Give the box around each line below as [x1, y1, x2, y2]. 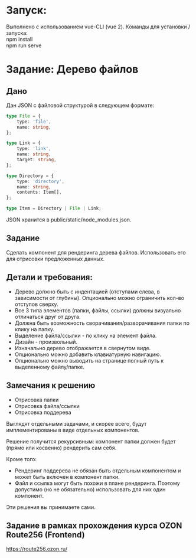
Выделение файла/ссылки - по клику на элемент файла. [14, 332, 157, 339]
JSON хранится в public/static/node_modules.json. [6, 216, 132, 223]
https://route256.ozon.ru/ [6, 546, 68, 553]
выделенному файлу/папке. [14, 363, 84, 370]
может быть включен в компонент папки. [14, 473, 120, 480]
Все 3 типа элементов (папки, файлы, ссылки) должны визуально [14, 306, 181, 314]
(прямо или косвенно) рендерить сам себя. [6, 444, 117, 451]
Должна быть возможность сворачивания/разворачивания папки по [14, 319, 190, 327]
